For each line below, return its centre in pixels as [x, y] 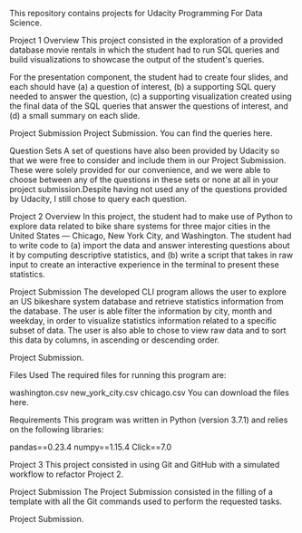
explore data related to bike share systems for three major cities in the [140, 226]
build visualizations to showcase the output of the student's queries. [137, 59]
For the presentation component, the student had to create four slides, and [149, 77]
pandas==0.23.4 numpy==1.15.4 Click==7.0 [91, 447]
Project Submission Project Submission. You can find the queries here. [141, 133]
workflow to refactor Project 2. [67, 474]
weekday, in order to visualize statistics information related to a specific [143, 320]
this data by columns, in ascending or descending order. [115, 340]
